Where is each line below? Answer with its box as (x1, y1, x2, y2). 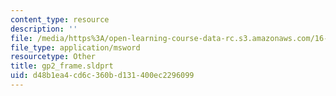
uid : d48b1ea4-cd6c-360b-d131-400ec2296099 (10, 71, 195, 81)
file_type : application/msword (10, 42, 141, 53)
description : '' (10, 24, 78, 34)
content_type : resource (10, 14, 110, 25)
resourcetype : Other (10, 52, 97, 62)
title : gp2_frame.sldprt (10, 61, 114, 71)
